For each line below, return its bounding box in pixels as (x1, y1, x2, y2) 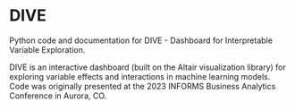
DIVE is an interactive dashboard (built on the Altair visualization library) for (9, 62, 286, 72)
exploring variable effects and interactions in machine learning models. (9, 71, 271, 81)
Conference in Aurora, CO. (9, 90, 107, 101)
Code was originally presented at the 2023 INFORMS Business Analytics (9, 80, 276, 91)
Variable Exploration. (9, 44, 86, 55)
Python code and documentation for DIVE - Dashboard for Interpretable (9, 35, 273, 46)
